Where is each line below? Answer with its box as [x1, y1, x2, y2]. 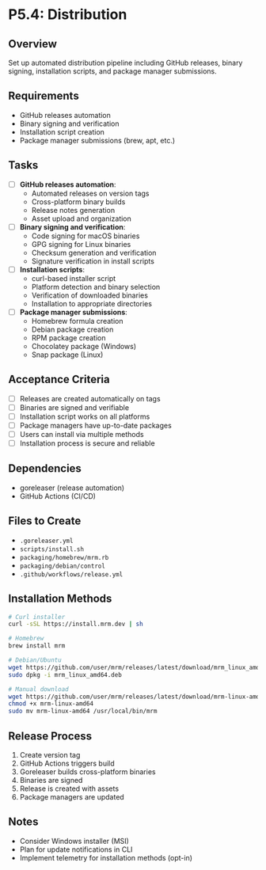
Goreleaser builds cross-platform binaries [19, 766, 156, 777]
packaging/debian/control [19, 562, 105, 570]
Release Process [8, 729, 93, 743]
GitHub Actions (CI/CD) [19, 491, 97, 500]
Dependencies [8, 462, 82, 476]
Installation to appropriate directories [31, 298, 153, 308]
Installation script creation [19, 127, 105, 136]
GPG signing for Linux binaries [31, 239, 131, 249]
